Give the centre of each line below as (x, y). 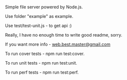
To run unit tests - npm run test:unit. (41, 63)
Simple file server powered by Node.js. (44, 7)
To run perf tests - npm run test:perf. (42, 72)
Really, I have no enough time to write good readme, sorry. (64, 35)
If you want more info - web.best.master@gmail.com (58, 44)
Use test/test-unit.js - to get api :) (38, 26)
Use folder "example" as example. (39, 16)
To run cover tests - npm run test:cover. (45, 53)
